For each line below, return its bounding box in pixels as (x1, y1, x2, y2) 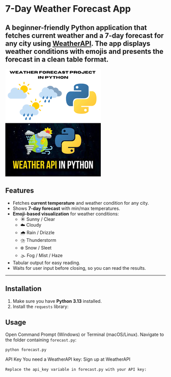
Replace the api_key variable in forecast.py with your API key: (5, 367, 147, 372)
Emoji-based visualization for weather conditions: (12, 210, 119, 216)
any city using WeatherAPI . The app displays (5, 39, 151, 48)
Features (5, 186, 34, 195)
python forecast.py (5, 348, 47, 353)
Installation (5, 285, 42, 293)
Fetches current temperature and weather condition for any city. (12, 200, 149, 206)
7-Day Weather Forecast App (5, 3, 131, 15)
